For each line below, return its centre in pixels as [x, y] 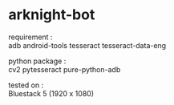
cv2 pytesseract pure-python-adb [65, 69]
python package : [37, 61]
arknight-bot [52, 15]
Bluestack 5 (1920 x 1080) [51, 93]
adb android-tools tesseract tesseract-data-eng [87, 45]
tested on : [26, 85]
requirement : [30, 37]
